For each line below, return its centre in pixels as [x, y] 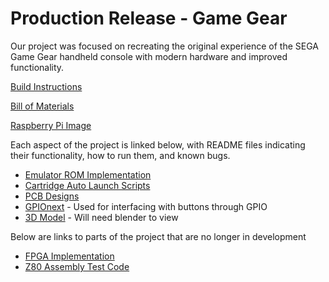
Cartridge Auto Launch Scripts [87, 185]
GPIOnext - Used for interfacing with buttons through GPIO [146, 206]
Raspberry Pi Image [51, 125]
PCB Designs [52, 196]
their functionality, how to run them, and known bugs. [120, 155]
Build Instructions [46, 86]
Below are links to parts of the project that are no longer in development [158, 236]
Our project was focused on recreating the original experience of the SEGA [164, 46]
